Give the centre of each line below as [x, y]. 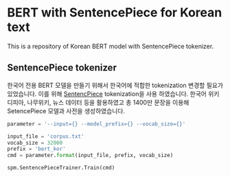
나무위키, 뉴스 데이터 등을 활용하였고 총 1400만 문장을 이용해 [108, 102]
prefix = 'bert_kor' [37, 149]
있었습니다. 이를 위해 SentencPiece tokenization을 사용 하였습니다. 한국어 [107, 93]
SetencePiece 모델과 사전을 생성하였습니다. [66, 110]
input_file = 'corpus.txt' [46, 136]
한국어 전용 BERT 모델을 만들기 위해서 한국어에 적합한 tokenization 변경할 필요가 [115, 85]
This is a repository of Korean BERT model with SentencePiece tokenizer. [111, 46]
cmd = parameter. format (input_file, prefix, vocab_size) [90, 156]
